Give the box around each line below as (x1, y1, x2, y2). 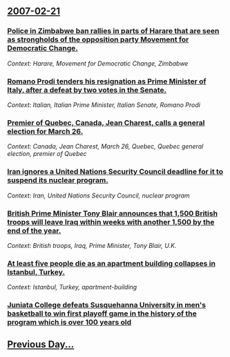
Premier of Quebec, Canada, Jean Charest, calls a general (7, 117, 205, 127)
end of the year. (7, 226, 61, 235)
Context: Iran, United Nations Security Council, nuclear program (7, 191, 190, 200)
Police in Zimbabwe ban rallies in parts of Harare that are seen (7, 26, 220, 36)
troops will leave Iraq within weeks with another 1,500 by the (7, 217, 215, 226)
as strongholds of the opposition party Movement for (7, 35, 189, 44)
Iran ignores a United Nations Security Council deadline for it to (7, 167, 223, 177)
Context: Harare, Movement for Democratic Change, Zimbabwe (7, 59, 189, 68)
